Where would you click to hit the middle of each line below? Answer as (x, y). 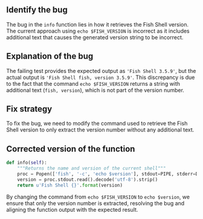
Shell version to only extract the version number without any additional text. (100, 130)
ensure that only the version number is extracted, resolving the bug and (95, 203)
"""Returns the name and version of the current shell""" (92, 168)
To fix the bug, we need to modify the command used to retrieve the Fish (97, 124)
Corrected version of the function (71, 149)
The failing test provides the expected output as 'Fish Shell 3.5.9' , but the (101, 71)
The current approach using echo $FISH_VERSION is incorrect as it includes (98, 31)
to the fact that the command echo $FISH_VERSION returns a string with (93, 83)
